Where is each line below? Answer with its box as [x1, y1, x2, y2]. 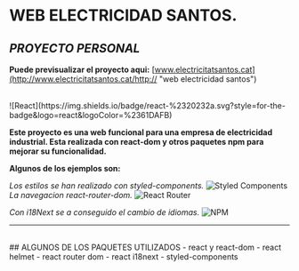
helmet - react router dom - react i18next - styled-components [9, 251, 238, 262]
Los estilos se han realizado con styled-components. [9, 180, 205, 191]
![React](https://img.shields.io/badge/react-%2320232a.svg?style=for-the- [9, 100, 287, 111]
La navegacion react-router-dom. [9, 190, 133, 200]
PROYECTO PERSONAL [9, 41, 141, 56]
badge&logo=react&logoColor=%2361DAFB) [9, 110, 173, 120]
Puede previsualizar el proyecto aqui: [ [9, 64, 156, 75]
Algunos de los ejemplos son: [9, 163, 121, 173]
